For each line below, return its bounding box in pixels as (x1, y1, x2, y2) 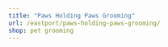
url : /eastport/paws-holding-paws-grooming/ (8, 19, 161, 27)
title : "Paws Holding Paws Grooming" (8, 11, 136, 20)
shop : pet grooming (8, 26, 74, 34)
